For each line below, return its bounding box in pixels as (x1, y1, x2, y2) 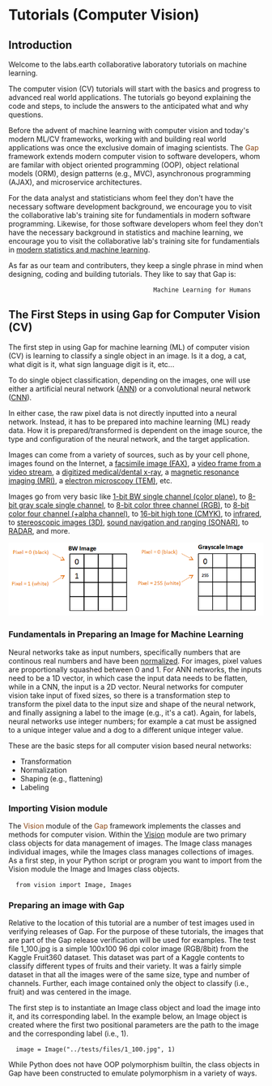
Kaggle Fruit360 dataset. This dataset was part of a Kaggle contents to (8, 953, 245, 963)
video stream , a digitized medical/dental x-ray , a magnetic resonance (8, 467, 240, 477)
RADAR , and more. (8, 526, 70, 535)
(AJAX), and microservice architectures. (8, 177, 142, 187)
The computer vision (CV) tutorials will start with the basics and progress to (8, 84, 261, 93)
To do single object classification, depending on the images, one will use (8, 375, 251, 385)
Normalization (19, 765, 67, 775)
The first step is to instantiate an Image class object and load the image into (8, 1003, 261, 1013)
